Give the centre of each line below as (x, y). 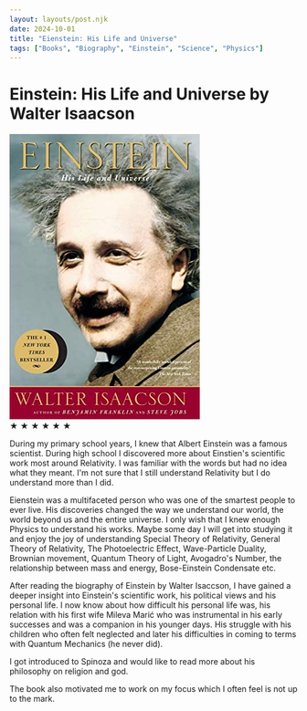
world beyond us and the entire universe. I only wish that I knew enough (145, 519)
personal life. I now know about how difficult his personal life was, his (140, 605)
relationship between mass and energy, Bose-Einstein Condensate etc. (143, 568)
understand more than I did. (62, 483)
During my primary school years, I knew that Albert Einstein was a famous (148, 444)
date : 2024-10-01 (42, 29)
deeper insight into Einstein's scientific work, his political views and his (143, 596)
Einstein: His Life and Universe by (139, 94)
